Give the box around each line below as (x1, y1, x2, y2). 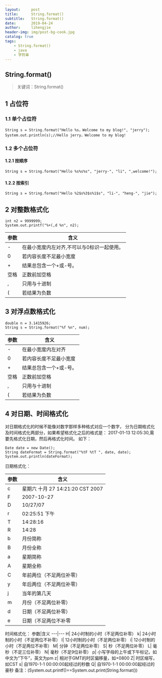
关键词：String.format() (16, 84, 64, 90)
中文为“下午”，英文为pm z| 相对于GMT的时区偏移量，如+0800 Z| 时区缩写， (5, 655, 158, 661)
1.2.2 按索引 (5, 180, 29, 185)
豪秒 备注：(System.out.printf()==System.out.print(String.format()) (5, 667, 138, 673)
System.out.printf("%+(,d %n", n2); (5, 223, 79, 228)
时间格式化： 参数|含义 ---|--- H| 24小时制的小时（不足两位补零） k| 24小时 (5, 631, 156, 637)
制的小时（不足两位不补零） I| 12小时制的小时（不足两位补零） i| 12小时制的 (5, 637, 155, 642)
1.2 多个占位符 (5, 145, 38, 151)
